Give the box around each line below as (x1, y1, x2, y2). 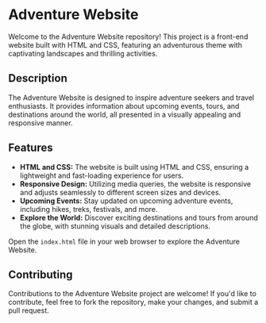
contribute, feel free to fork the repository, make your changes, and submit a (8, 298, 259, 307)
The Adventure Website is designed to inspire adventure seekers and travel (8, 93, 255, 102)
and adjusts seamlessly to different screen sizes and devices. (19, 187, 222, 197)
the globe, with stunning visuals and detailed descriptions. (19, 221, 210, 231)
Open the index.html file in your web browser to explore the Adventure (8, 236, 241, 246)
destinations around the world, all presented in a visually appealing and (8, 110, 241, 119)
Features (8, 141, 53, 155)
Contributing (8, 267, 73, 281)
